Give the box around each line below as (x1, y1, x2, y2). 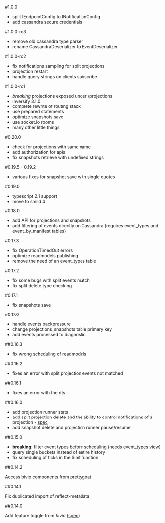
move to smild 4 (12, 199, 46, 204)
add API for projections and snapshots (12, 217, 91, 223)
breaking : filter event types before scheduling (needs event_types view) (12, 444, 161, 450)
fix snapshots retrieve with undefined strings (12, 154, 104, 160)
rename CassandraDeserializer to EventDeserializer (12, 44, 118, 49)
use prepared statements (12, 109, 64, 114)
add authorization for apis (12, 149, 66, 155)
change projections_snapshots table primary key (12, 326, 112, 332)
